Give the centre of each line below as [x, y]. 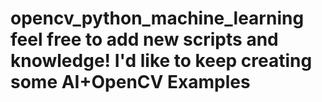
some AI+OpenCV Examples [130, 82]
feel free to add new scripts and [144, 39]
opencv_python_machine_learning [157, 18]
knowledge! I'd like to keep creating [161, 61]
